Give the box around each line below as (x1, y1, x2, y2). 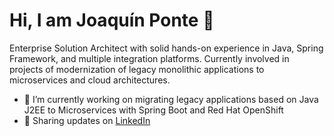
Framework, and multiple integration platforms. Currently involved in (9, 52, 290, 64)
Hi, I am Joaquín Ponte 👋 (9, 9, 215, 32)
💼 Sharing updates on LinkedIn (23, 114, 151, 126)
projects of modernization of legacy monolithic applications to (9, 63, 265, 75)
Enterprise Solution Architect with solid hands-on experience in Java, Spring (9, 42, 324, 54)
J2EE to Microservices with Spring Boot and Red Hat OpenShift (23, 104, 284, 116)
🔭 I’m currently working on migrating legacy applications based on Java (23, 93, 319, 105)
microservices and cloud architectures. (9, 74, 171, 86)
